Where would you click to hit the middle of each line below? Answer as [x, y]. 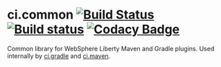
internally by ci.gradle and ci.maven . [59, 56]
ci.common [41, 15]
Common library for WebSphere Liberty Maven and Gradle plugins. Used [111, 48]
